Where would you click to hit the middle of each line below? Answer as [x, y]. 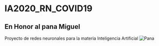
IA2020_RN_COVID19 [49, 9]
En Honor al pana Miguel [42, 27]
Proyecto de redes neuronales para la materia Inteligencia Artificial [71, 38]
